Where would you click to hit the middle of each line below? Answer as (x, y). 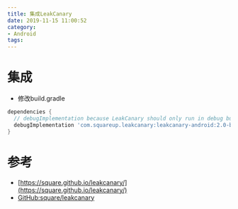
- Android (22, 34)
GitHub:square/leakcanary (56, 197)
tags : (15, 40)
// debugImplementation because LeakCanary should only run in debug (118, 118)
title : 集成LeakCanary (40, 14)
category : (22, 27)
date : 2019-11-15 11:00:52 (47, 21)
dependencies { (30, 112)
